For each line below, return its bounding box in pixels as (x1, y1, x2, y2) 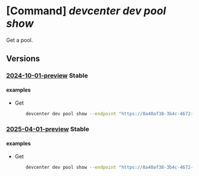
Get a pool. (6, 36, 33, 43)
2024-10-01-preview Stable (6, 71, 88, 80)
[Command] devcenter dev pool (6, 4, 166, 18)
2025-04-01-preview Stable (6, 125, 90, 133)
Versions (6, 54, 40, 64)
